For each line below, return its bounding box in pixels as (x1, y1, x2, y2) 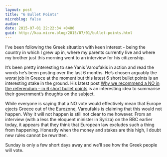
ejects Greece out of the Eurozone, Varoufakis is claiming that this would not (5, 106, 162, 112)
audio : (5, 21, 19, 26)
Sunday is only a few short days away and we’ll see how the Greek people (5, 142, 158, 148)
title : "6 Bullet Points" (5, 12, 59, 17)
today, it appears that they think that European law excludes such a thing (5, 122, 155, 128)
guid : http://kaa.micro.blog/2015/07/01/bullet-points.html (5, 30, 133, 35)
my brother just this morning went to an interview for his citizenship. (5, 55, 145, 60)
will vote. (5, 148, 24, 153)
